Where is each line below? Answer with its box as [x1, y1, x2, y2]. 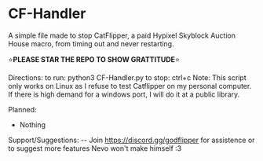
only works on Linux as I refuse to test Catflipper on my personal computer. [8, 81, 252, 90]
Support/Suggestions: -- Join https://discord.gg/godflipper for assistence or [8, 135, 255, 145]
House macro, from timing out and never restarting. [8, 38, 174, 48]
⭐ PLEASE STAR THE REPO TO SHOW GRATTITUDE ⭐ [8, 54, 181, 64]
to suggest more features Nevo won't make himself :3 [8, 143, 182, 153]
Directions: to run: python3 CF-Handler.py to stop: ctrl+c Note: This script [8, 72, 247, 82]
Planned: [8, 104, 37, 114]
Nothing [19, 119, 46, 130]
